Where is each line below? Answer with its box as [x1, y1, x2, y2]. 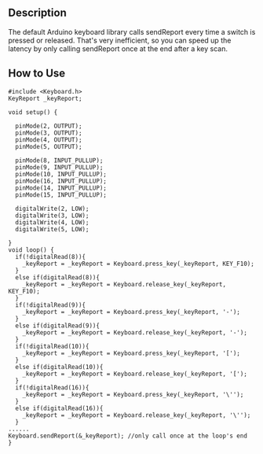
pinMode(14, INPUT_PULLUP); [15, 184, 108, 192]
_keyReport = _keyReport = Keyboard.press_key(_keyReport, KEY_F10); [22, 260, 255, 268]
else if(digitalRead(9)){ [15, 322, 100, 330]
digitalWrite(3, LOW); [15, 212, 89, 220]
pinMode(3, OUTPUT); [15, 129, 82, 137]
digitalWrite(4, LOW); [15, 218, 89, 227]
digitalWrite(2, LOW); [15, 205, 89, 212]
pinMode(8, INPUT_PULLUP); [15, 157, 104, 164]
